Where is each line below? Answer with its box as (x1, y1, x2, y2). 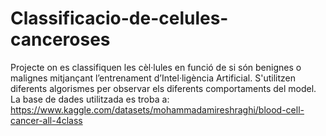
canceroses (10, 28, 111, 51)
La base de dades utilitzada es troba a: (10, 93, 170, 105)
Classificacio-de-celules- (10, 7, 229, 30)
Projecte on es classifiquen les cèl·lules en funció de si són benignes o (10, 61, 302, 73)
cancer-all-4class (10, 114, 83, 126)
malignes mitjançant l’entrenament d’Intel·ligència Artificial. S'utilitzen (10, 72, 296, 84)
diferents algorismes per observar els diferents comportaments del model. (10, 82, 317, 94)
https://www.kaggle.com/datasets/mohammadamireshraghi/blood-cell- (10, 103, 305, 116)
